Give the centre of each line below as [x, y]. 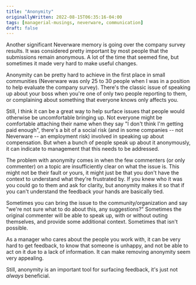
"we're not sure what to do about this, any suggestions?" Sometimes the [94, 209]
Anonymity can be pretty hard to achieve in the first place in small [86, 75]
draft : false [22, 28]
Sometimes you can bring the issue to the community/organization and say [97, 203]
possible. [17, 228]
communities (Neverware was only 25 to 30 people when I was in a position [98, 81]
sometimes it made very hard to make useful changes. [72, 64]
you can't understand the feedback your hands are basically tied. [85, 191]
